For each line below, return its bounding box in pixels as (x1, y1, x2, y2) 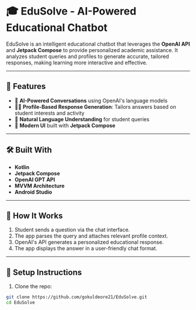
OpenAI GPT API (14, 176, 55, 183)
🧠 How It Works (6, 211, 63, 221)
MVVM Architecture (14, 182, 65, 189)
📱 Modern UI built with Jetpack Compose (14, 122, 116, 129)
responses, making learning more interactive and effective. (6, 59, 148, 66)
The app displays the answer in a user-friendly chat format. (14, 245, 157, 252)
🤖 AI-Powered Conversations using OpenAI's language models (14, 97, 168, 104)
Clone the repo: (14, 283, 52, 290)
